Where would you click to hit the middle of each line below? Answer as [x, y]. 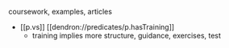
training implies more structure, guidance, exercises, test [127, 36]
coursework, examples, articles [60, 12]
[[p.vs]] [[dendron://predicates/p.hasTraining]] [97, 27]
